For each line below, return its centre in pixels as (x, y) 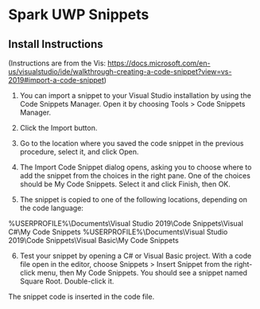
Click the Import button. (58, 128)
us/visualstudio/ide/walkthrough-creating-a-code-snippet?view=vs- (120, 72)
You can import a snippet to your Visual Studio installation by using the (136, 96)
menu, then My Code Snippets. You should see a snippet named (142, 273)
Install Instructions (56, 44)
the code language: (51, 208)
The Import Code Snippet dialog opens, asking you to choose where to (136, 167)
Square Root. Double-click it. (67, 281)
